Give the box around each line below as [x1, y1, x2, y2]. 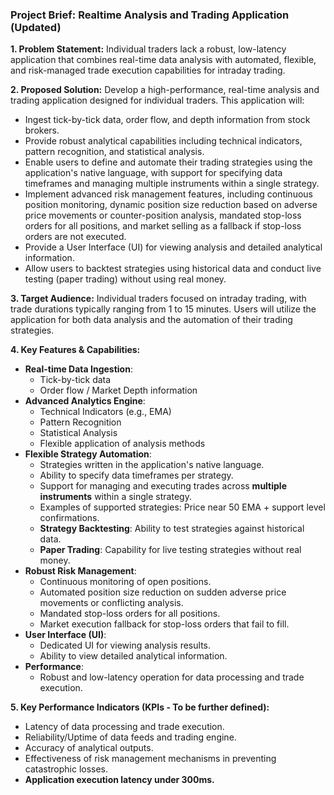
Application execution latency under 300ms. [24, 774, 215, 786]
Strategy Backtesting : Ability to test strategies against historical [39, 523, 305, 535]
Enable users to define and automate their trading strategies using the [24, 156, 313, 168]
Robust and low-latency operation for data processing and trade [39, 671, 305, 683]
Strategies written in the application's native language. [39, 459, 265, 471]
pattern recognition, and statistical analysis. [24, 146, 205, 158]
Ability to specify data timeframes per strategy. [39, 469, 234, 482]
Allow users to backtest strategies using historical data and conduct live [24, 263, 322, 275]
